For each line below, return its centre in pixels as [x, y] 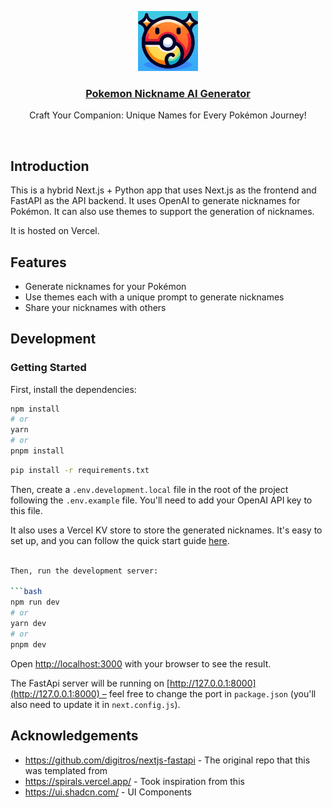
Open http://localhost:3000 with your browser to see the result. [141, 663]
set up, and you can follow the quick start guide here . [120, 540]
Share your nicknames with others [95, 307]
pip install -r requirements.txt [80, 470]
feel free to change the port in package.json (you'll [212, 693]
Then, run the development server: [84, 571]
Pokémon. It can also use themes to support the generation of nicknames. [162, 212]
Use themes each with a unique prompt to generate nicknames [154, 297]
